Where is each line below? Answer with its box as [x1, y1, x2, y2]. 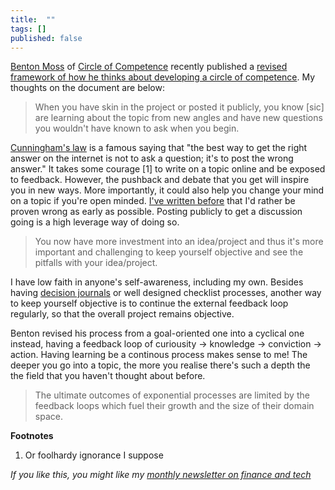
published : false [10, 33, 83, 43]
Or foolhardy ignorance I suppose [24, 449, 164, 461]
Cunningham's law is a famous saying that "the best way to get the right [10, 142, 308, 154]
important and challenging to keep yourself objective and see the [34, 246, 304, 258]
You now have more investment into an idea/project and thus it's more [34, 236, 324, 248]
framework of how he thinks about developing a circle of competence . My [10, 71, 316, 83]
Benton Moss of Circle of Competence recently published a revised [10, 61, 288, 73]
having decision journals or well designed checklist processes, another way [10, 287, 322, 299]
